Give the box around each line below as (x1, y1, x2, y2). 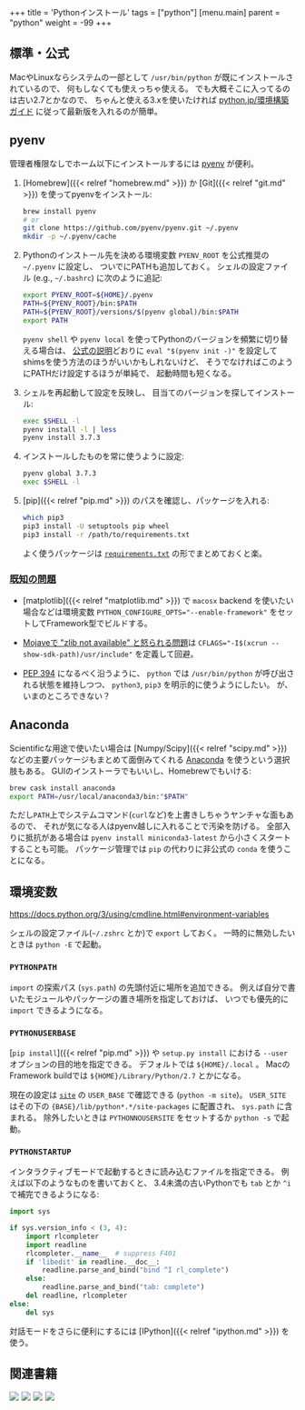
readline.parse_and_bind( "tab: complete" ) (42, 1283, 205, 1292)
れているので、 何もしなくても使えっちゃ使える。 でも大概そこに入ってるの (9, 83, 290, 94)
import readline (25, 1240, 88, 1249)
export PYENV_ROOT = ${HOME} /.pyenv (22, 291, 153, 300)
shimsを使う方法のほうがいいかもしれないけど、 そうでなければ (22, 356, 261, 367)
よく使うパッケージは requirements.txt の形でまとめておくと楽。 (22, 547, 268, 558)
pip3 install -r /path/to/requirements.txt (22, 530, 191, 539)
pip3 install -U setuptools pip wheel (22, 521, 170, 531)
